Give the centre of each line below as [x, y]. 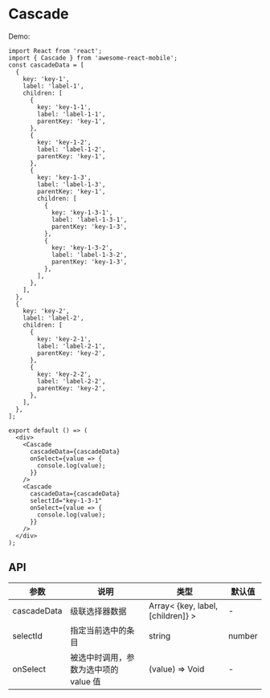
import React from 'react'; [55, 51]
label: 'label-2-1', [72, 346]
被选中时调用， [98, 657]
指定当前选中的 [98, 630]
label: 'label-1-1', [72, 114]
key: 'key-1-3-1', [82, 212]
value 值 [85, 681]
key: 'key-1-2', [64, 142]
